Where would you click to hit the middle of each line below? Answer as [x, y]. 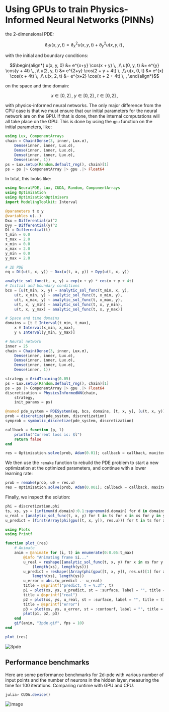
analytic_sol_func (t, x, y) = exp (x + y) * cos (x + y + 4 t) [70, 281]
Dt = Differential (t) [28, 230]
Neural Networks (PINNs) [100, 20]
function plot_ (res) [27, 543]
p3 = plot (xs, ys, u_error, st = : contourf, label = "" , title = [93, 609]
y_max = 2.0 [18, 258]
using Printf [19, 534]
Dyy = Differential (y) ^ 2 [31, 225]
